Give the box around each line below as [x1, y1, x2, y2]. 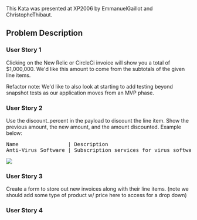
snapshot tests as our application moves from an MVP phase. [6, 89, 154, 96]
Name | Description [6, 141, 108, 147]
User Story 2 [6, 104, 43, 112]
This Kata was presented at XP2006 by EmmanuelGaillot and [6, 5, 153, 12]
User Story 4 [6, 207, 43, 215]
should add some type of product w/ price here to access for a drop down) [6, 192, 187, 199]
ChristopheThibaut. [6, 11, 53, 18]
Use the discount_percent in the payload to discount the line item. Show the [6, 117, 189, 124]
